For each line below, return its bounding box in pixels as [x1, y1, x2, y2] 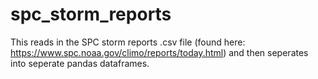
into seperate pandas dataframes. [10, 57, 150, 69]
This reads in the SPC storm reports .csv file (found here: [10, 36, 246, 48]
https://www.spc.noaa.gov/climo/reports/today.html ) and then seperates [10, 46, 309, 58]
